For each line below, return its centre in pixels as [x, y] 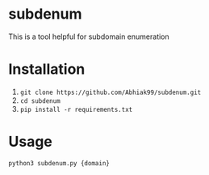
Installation [47, 69]
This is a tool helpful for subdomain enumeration [89, 36]
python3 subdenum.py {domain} [59, 163]
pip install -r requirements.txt [76, 109]
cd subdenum [40, 101]
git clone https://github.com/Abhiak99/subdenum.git [111, 92]
